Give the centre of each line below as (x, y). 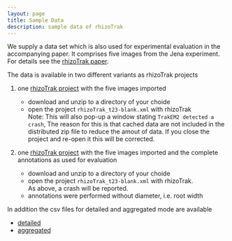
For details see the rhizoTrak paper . (58, 61)
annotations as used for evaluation (67, 160)
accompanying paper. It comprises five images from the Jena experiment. (114, 54)
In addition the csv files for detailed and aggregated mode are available (110, 210)
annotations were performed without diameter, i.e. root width (115, 196)
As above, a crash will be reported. (78, 189)
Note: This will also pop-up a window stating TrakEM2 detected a (121, 117)
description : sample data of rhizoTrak (65, 27)
